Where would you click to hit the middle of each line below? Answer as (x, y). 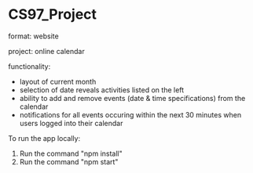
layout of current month (58, 81)
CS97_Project (52, 14)
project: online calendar (46, 51)
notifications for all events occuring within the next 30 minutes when (130, 114)
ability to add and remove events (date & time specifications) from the (132, 98)
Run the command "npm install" (71, 153)
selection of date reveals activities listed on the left (102, 90)
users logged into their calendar (71, 123)
